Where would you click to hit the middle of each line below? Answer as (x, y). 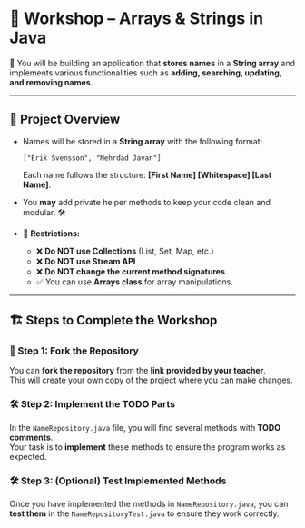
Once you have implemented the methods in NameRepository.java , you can (149, 504)
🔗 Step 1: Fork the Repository (74, 351)
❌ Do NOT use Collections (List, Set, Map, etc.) (125, 251)
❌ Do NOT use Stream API (86, 261)
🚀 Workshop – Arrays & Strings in (137, 19)
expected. (28, 456)
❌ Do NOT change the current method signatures (130, 271)
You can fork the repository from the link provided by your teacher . (138, 371)
